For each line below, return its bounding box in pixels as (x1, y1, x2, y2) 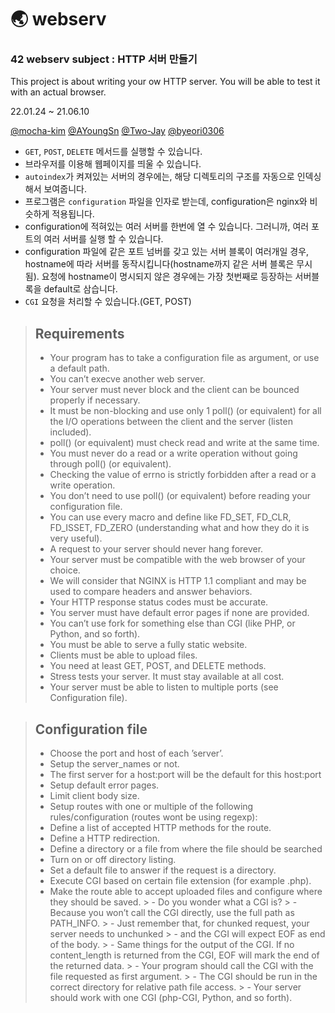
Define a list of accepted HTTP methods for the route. (49, 822, 272, 834)
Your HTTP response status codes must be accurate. (49, 596, 269, 608)
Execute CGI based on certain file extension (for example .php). (49, 875, 312, 887)
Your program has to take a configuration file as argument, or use (49, 352, 320, 364)
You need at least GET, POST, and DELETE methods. (49, 660, 267, 672)
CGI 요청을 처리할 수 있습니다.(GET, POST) (24, 296, 192, 308)
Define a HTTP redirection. (49, 832, 160, 845)
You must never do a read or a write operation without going (49, 447, 298, 460)
